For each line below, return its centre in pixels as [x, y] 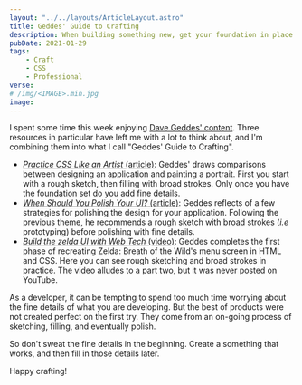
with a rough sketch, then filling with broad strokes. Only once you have [156, 184]
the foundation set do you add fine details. [101, 193]
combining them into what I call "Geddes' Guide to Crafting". [122, 147]
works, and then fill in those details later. [85, 353]
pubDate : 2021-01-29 [48, 43]
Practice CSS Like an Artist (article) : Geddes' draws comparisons [144, 165]
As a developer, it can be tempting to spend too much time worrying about [148, 298]
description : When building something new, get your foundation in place [151, 34]
